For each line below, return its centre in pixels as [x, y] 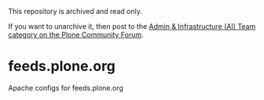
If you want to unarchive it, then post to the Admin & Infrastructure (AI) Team [132, 26]
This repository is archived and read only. [75, 11]
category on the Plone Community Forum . [76, 35]
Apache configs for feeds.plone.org [66, 87]
